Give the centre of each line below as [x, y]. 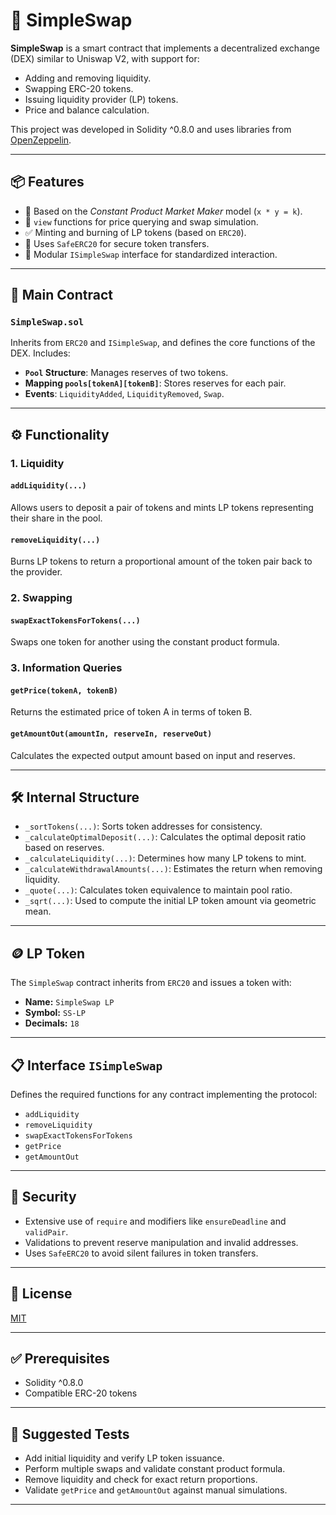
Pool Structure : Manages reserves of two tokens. [126, 373]
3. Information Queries [66, 668]
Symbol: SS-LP [55, 1013]
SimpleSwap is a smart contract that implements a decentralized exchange [165, 48]
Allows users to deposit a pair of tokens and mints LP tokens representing [162, 507]
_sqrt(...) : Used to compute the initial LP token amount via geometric [170, 901]
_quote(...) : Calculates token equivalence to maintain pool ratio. [158, 890]
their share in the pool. [56, 518]
